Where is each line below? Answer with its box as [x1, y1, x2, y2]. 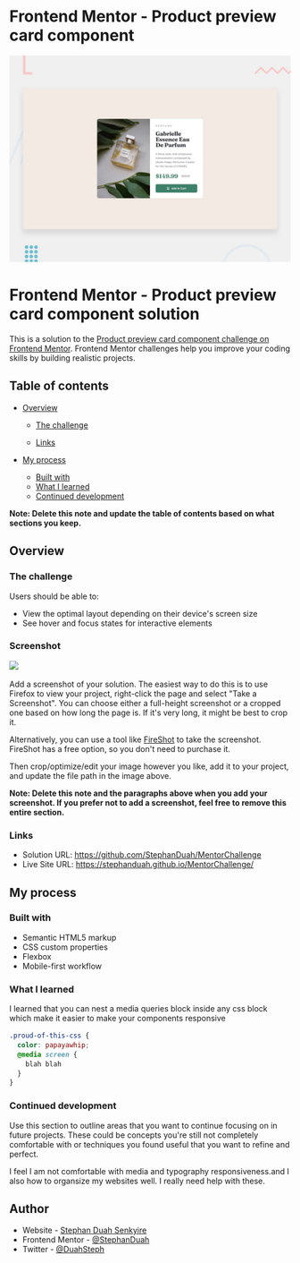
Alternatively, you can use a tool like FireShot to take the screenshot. [9, 734, 262, 745]
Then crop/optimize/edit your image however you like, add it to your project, [9, 761, 289, 772]
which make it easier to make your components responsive [9, 1013, 226, 1024]
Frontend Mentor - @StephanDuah [21, 1234, 150, 1245]
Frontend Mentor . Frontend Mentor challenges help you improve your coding [9, 343, 291, 354]
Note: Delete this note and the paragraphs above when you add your [9, 788, 268, 798]
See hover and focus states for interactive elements [21, 618, 212, 628]
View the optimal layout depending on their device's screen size [21, 608, 258, 619]
